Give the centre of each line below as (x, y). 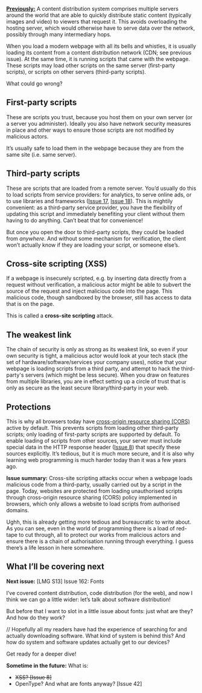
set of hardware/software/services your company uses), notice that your (96, 362)
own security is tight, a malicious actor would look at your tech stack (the (97, 356)
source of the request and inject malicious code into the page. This (90, 291)
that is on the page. (30, 304)
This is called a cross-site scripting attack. (60, 316)
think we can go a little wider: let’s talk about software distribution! (88, 599)
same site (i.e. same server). (42, 154)
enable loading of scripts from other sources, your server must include (94, 441)
